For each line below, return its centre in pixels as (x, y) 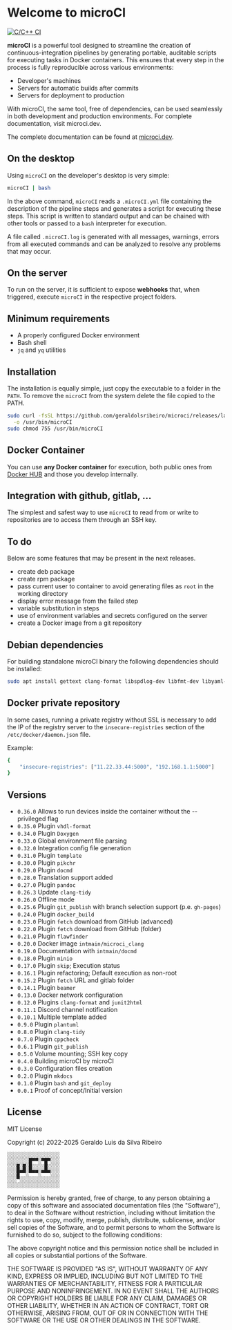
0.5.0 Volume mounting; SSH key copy (72, 1054)
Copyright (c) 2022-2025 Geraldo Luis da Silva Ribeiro (85, 1142)
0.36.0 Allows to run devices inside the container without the (104, 812)
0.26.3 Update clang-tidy (54, 892)
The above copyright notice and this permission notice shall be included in (113, 1248)
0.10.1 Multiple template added (62, 1017)
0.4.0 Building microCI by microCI (65, 1061)
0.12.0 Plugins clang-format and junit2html (80, 1002)
